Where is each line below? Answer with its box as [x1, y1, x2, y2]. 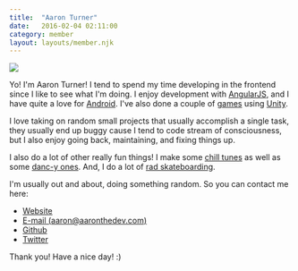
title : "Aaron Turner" [9, 13, 98, 22]
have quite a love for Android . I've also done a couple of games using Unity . [9, 98, 288, 109]
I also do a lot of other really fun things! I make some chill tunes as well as [9, 152, 281, 163]
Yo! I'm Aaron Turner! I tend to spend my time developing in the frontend [9, 80, 277, 90]
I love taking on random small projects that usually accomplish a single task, [9, 115, 289, 126]
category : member [9, 30, 74, 38]
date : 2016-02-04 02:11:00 [9, 21, 118, 30]
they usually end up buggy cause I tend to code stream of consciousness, [9, 125, 282, 136]
